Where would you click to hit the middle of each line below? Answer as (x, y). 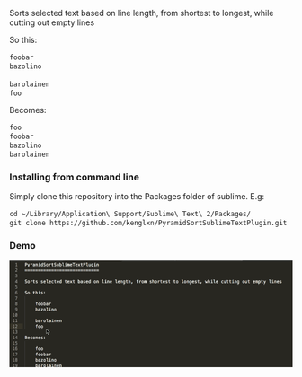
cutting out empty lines (52, 22)
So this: (23, 40)
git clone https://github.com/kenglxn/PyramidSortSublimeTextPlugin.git (148, 224)
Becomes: (28, 110)
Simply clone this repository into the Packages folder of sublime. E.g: (137, 197)
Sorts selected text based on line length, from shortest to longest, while (142, 13)
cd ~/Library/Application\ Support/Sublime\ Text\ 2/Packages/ (130, 215)
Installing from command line (74, 177)
